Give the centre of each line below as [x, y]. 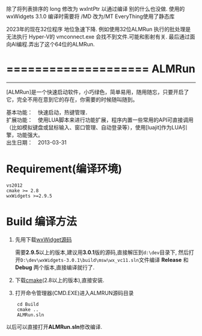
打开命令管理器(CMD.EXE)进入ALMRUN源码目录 [74, 293]
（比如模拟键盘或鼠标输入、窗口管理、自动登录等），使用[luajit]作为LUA [94, 127]
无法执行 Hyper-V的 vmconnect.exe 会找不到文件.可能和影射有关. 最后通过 [98, 37]
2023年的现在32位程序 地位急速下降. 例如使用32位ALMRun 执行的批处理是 [99, 29]
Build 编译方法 [41, 222]
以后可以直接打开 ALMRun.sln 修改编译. [54, 326]
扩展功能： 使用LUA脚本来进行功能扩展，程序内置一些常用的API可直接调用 [100, 120]
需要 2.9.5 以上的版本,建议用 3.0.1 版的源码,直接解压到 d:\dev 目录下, [96, 252]
